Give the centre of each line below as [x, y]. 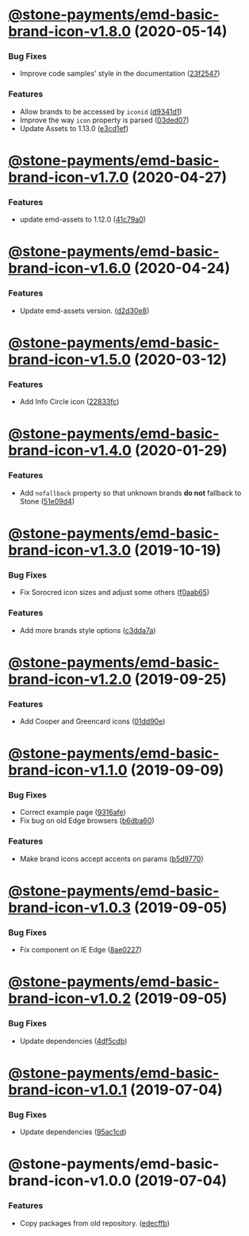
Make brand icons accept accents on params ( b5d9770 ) [111, 859]
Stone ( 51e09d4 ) [47, 501]
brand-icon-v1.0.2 [70, 999]
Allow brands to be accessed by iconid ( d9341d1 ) [101, 111]
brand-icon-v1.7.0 [69, 177]
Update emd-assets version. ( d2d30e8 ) [84, 311]
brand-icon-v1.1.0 [68, 770]
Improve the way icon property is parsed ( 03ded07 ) [104, 120]
